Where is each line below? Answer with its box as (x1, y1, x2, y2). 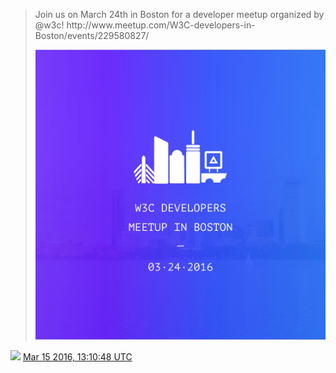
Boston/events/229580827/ (34, 30, 150, 41)
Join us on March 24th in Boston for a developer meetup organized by (34, 9, 325, 20)
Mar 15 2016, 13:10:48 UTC (22, 351, 133, 363)
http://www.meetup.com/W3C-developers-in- (66, 19, 256, 31)
